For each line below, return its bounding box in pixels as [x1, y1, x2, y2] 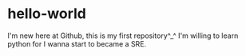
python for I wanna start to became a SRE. [7, 39, 147, 48]
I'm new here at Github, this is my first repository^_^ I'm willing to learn [7, 31, 239, 40]
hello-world [7, 5, 87, 23]
